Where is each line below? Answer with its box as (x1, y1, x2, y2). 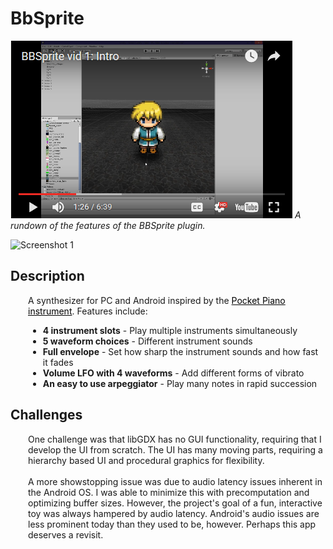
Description (10, 268, 85, 285)
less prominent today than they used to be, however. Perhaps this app (28, 518, 317, 530)
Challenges (10, 407, 83, 424)
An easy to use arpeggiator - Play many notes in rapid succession (42, 377, 318, 389)
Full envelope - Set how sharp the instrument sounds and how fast (42, 345, 319, 357)
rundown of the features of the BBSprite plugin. (10, 219, 206, 231)
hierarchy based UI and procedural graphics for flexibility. (28, 454, 265, 466)
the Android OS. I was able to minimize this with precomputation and (28, 486, 310, 498)
